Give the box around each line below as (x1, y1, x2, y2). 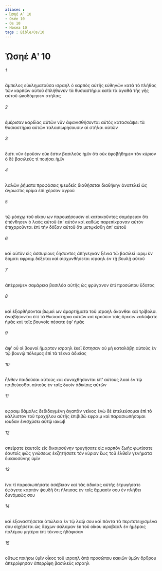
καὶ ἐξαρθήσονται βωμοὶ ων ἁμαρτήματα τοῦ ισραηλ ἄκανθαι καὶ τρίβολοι (5, 308, 157, 314)
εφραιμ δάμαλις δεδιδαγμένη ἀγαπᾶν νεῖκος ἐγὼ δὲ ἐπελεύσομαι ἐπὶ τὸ (5, 408, 152, 414)
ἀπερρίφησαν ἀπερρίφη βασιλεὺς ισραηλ (5, 560, 90, 566)
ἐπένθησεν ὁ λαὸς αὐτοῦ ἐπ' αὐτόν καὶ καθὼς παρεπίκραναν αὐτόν (5, 219, 144, 225)
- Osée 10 (5, 16, 25, 21)
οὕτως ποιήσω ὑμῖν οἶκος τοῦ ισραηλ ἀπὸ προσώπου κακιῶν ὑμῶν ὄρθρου (5, 555, 157, 561)
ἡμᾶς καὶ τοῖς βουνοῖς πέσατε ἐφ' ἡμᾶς (5, 319, 85, 325)
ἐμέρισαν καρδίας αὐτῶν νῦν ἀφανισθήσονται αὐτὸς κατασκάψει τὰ (5, 119, 145, 125)
